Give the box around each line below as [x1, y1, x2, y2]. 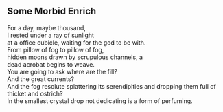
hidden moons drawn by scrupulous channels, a [7, 53, 143, 61]
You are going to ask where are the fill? [7, 67, 118, 76]
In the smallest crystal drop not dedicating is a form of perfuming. [7, 96, 193, 105]
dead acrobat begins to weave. [7, 60, 95, 68]
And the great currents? [7, 75, 74, 83]
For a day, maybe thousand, [7, 23, 86, 32]
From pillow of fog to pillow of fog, [7, 45, 104, 54]
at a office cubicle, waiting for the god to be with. [7, 38, 146, 47]
